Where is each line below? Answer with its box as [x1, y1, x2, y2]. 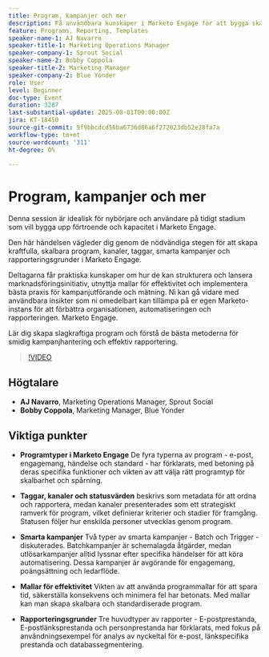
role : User [8, 79, 45, 87]
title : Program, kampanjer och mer [8, 11, 127, 20]
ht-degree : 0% [8, 146, 56, 154]
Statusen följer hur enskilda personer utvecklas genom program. [19, 516, 233, 526]
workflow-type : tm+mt [8, 131, 81, 139]
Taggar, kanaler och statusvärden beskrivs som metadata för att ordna [19, 490, 257, 501]
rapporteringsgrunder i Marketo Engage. [8, 255, 142, 264]
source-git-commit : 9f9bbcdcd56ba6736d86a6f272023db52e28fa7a [8, 123, 220, 131]
